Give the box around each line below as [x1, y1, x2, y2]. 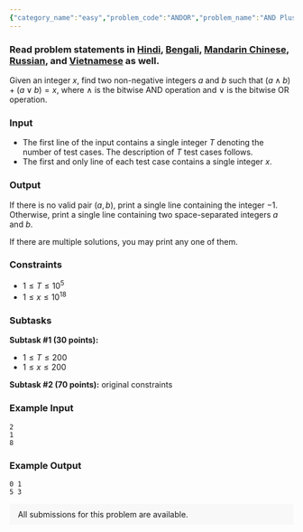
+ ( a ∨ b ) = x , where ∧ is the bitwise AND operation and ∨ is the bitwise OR [9, 84, 290, 95]
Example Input [9, 402, 74, 415]
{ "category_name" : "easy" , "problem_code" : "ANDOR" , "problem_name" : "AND [9, 13, 277, 23]
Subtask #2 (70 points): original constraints [9, 379, 173, 390]
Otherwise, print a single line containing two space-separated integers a [9, 209, 279, 219]
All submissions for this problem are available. [17, 509, 188, 520]
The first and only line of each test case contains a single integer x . [22, 156, 272, 167]
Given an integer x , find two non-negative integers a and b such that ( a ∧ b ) [9, 74, 291, 86]
